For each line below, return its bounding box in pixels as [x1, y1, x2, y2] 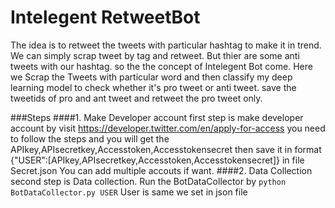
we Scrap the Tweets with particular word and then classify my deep [10, 71, 293, 83]
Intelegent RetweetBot [10, 6, 201, 29]
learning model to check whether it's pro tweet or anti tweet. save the [10, 81, 297, 93]
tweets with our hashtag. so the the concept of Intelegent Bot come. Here [10, 60, 313, 72]
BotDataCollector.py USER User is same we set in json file [10, 186, 248, 198]
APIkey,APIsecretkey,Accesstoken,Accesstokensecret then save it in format [10, 143, 322, 155]
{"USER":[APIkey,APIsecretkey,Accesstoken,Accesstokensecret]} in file [10, 154, 305, 166]
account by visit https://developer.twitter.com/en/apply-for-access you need [10, 122, 326, 134]
